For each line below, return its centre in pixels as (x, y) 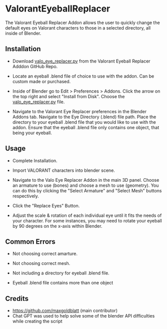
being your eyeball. (32, 133)
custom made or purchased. (41, 81)
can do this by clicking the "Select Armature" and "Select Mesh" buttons (87, 190)
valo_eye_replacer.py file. (38, 102)
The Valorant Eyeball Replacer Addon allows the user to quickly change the (82, 23)
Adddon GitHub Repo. (35, 66)
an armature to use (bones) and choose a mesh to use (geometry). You (85, 185)
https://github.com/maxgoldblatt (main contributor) (65, 310)
